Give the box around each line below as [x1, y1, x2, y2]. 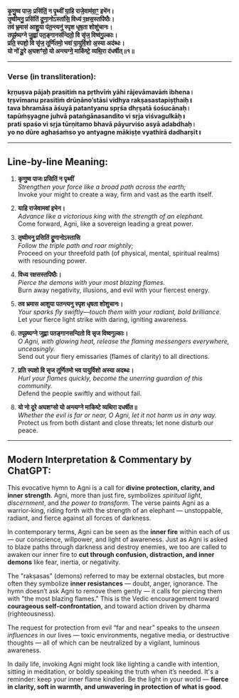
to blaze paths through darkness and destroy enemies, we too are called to [7, 542, 227, 551]
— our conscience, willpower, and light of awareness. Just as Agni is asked [7, 535, 228, 543]
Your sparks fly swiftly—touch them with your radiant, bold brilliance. [17, 308, 222, 316]
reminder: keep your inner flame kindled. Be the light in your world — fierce [7, 674, 229, 683]
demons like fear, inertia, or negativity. [7, 558, 121, 566]
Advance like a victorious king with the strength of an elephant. [17, 212, 204, 221]
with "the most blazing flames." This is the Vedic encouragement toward [7, 594, 219, 603]
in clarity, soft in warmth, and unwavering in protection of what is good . [7, 682, 223, 691]
